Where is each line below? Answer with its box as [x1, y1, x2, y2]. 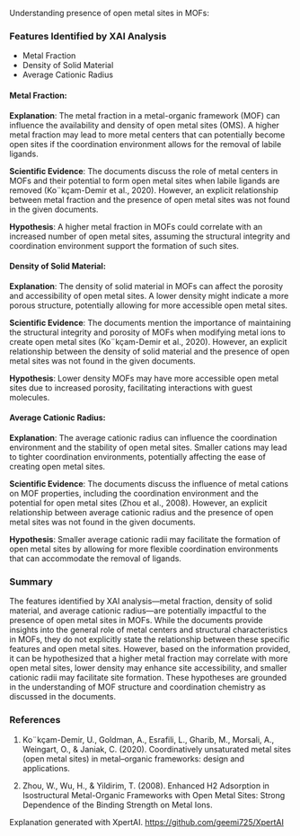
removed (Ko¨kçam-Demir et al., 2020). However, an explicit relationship [9, 184, 278, 196]
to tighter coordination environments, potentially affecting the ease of [9, 451, 267, 462]
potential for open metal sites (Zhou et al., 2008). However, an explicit [9, 497, 268, 508]
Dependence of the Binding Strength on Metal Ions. [22, 799, 213, 810]
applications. [22, 762, 70, 773]
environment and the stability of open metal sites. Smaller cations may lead [9, 442, 287, 453]
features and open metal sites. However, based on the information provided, [9, 644, 291, 655]
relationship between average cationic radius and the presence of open [9, 506, 274, 517]
